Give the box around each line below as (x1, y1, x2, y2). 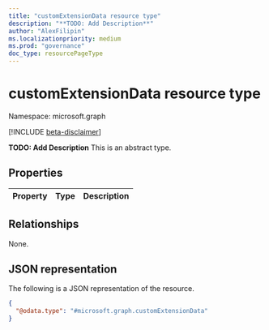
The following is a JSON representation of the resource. (8, 284, 194, 294)
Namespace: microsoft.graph (8, 111, 106, 121)
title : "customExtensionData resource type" (8, 11, 161, 20)
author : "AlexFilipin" (8, 27, 85, 35)
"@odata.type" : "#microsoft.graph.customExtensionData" (15, 307, 208, 315)
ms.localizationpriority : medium (8, 34, 122, 43)
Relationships (8, 217, 79, 231)
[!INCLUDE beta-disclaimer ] (8, 126, 101, 136)
